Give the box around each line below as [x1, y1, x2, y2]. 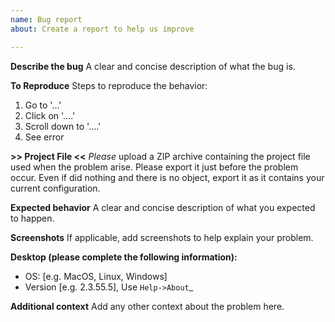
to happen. [10, 212, 55, 224]
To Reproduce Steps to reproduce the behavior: [10, 79, 208, 91]
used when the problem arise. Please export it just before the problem [10, 161, 299, 173]
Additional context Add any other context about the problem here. [10, 300, 285, 312]
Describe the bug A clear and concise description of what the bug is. [10, 60, 296, 72]
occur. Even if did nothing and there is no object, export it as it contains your [10, 171, 325, 183]
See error [24, 131, 65, 143]
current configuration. [10, 182, 101, 194]
